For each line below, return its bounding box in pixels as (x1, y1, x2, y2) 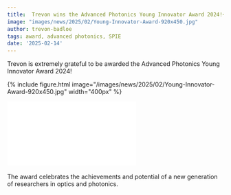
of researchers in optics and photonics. (7, 180, 119, 188)
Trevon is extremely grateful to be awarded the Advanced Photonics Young (7, 60, 220, 68)
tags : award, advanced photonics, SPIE (7, 33, 122, 40)
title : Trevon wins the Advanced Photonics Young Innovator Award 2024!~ (7, 11, 226, 18)
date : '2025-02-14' (7, 40, 63, 47)
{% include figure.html (7, 80, 71, 89)
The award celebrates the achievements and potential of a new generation (7, 172, 218, 181)
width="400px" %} (68, 88, 122, 96)
